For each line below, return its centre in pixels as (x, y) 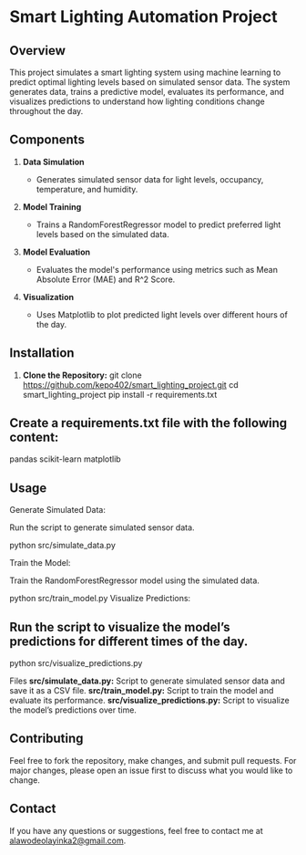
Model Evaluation (56, 252)
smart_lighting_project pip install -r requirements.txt (120, 394)
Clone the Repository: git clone (82, 375)
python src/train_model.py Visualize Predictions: (100, 599)
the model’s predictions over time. (73, 710)
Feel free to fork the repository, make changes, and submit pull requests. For (153, 760)
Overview (38, 51)
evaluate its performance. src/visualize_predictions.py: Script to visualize (149, 701)
